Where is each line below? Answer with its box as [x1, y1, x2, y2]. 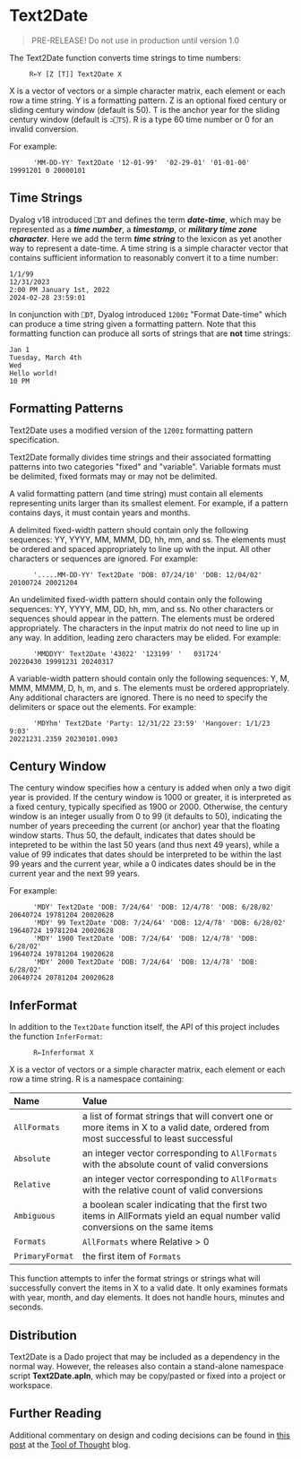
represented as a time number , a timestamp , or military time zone [9, 223, 258, 234]
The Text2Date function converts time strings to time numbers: [9, 52, 242, 63]
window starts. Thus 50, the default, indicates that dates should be [9, 830, 256, 841]
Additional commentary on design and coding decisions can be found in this [9, 1429, 291, 1440]
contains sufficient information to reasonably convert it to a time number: [9, 252, 279, 263]
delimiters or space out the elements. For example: [9, 701, 197, 712]
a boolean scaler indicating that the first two [82, 1198, 268, 1211]
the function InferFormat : [9, 1032, 103, 1042]
